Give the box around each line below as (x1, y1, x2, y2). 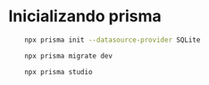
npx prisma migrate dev (24, 51, 113, 60)
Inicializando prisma (8, 6, 162, 27)
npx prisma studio (24, 67, 93, 76)
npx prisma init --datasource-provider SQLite (24, 35, 201, 44)
